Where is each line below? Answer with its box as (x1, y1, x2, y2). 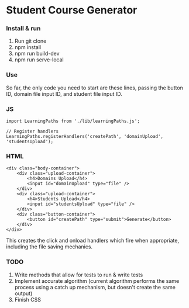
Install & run (6, 25, 41, 33)
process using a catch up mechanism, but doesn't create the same (14, 283, 176, 290)
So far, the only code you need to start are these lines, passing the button (6, 84, 183, 91)
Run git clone (14, 37, 47, 44)
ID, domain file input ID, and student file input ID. (6, 90, 123, 97)
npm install (14, 44, 42, 51)
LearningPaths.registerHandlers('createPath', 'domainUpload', (6, 134, 164, 140)
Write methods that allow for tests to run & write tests (14, 271, 143, 278)
